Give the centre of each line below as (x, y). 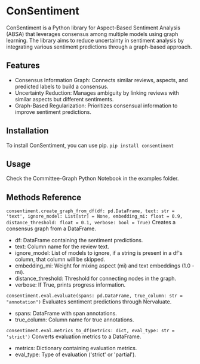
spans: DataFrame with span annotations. (66, 314)
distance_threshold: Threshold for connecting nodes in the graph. (96, 279)
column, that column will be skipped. (60, 260)
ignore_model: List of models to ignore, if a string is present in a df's (99, 253)
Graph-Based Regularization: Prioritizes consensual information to (96, 106)
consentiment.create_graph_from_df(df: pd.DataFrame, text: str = (90, 211)
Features (23, 66)
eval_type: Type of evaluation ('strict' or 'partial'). (75, 354)
